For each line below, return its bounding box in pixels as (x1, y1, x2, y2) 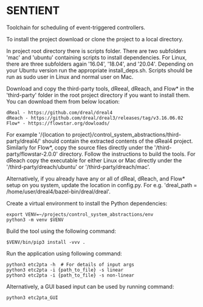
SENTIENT (6, 4, 60, 18)
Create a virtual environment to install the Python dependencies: (6, 199, 168, 207)
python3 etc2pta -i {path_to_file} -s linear (6, 267, 123, 273)
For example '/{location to (6, 131, 71, 138)
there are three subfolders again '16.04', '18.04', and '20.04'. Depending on (6, 60, 193, 67)
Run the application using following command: (6, 250, 123, 257)
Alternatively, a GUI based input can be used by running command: (6, 283, 174, 290)
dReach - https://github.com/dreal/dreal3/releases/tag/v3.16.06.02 (6, 115, 184, 121)
